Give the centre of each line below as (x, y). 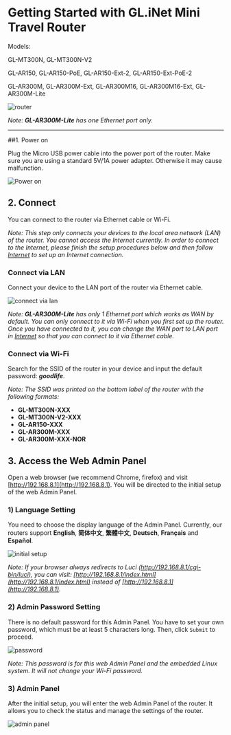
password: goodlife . (36, 376)
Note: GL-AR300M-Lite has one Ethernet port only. (81, 120)
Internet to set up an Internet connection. (66, 254)
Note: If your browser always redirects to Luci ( (74, 567)
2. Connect (32, 203)
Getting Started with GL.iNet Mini (104, 13)
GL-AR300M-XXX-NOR (52, 439)
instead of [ (108, 582)
